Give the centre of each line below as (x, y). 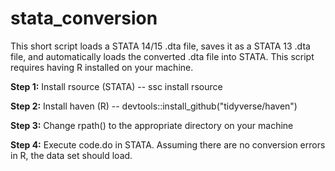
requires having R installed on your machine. (102, 67)
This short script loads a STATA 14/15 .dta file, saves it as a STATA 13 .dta (160, 46)
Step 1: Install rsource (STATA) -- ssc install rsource (116, 86)
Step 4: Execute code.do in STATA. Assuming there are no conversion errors (168, 144)
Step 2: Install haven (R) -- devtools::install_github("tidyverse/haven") (154, 106)
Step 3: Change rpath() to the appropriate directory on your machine (152, 125)
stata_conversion (84, 18)
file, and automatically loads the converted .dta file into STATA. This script (162, 56)
